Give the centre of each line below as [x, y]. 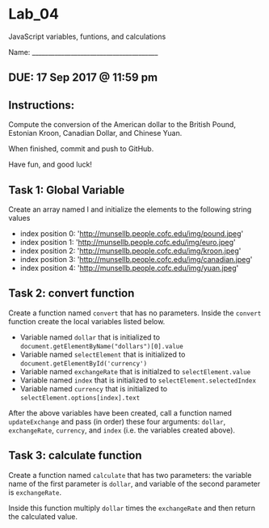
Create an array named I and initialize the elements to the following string [130, 209]
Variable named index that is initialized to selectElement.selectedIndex [138, 380]
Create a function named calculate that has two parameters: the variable [130, 475]
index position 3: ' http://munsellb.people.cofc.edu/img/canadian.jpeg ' [136, 259]
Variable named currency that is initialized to [94, 388]
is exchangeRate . [35, 492]
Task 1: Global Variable [67, 190]
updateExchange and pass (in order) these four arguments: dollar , [117, 421]
